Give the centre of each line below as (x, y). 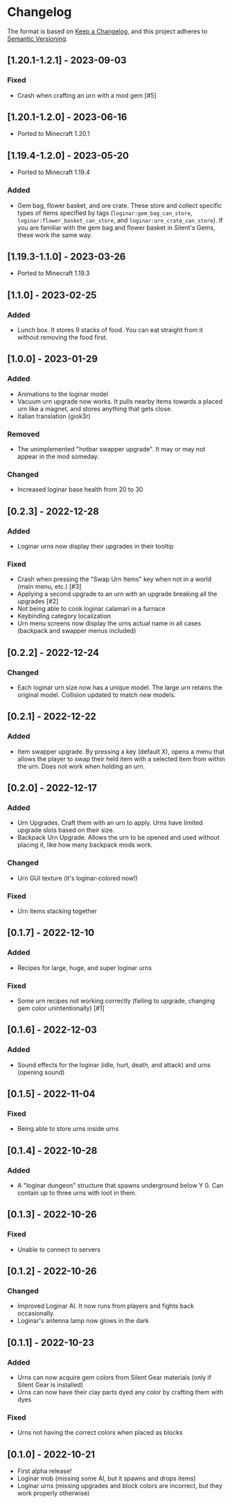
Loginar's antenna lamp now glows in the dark (83, 1321)
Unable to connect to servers (59, 1250)
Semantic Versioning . (37, 38)
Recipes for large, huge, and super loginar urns (84, 967)
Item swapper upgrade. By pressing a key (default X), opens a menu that (121, 751)
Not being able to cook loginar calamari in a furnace (91, 609)
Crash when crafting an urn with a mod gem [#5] (87, 95)
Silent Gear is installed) (50, 1385)
